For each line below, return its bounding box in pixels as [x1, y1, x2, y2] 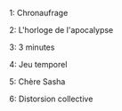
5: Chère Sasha [9, 76, 66, 87]
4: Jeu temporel [9, 59, 68, 69]
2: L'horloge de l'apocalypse [9, 25, 114, 35]
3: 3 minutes [9, 42, 55, 52]
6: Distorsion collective [9, 93, 94, 104]
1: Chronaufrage [9, 8, 69, 18]
